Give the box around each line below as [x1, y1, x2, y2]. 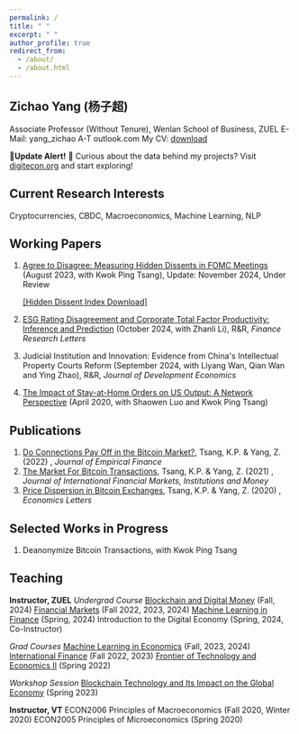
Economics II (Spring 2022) [9, 659, 111, 671]
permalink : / [9, 13, 59, 23]
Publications [9, 422, 82, 438]
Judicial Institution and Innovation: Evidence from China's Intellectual [22, 350, 279, 361]
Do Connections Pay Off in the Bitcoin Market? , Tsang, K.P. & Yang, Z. [22, 447, 282, 458]
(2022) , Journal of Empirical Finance [22, 457, 162, 467]
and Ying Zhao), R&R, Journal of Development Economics [22, 370, 237, 381]
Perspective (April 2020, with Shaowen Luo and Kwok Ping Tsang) [22, 397, 268, 408]
